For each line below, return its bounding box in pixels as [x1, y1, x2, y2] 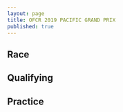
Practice [7, 95, 44, 107]
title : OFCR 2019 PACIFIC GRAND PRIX [7, 17, 116, 24]
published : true [7, 23, 54, 30]
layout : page [7, 10, 45, 17]
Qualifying [7, 72, 53, 84]
